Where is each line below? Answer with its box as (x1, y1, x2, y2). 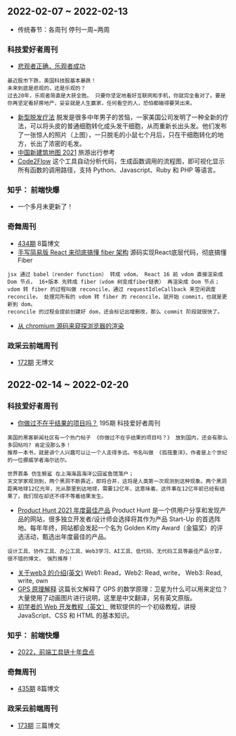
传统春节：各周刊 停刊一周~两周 (17, 25, 110, 34)
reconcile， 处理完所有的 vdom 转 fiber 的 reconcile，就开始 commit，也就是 (7, 293, 223, 300)
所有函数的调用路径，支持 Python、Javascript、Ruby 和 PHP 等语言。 (17, 166, 220, 175)
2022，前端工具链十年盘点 (17, 647, 95, 656)
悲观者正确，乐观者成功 (17, 62, 86, 70)
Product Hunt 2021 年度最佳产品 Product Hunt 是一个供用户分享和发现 (17, 506, 220, 514)
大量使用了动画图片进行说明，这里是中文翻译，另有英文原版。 (17, 593, 197, 601)
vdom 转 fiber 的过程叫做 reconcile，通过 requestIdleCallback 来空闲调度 (7, 285, 216, 293)
